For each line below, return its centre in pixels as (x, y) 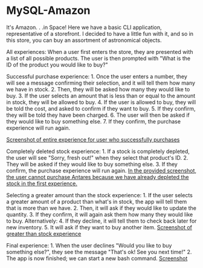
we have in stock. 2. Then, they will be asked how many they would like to (98, 89)
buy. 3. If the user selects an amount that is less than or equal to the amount (101, 96)
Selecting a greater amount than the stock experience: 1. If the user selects (100, 195)
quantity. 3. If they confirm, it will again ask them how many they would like (100, 214)
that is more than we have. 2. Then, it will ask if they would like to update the (101, 208)
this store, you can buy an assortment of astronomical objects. (84, 40)
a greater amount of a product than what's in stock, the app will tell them (97, 201)
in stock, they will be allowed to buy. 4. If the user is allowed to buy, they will (101, 102)
